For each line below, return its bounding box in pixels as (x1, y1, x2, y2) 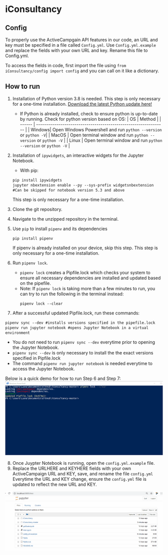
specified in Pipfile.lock (12, 355, 61, 361)
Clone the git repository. (12, 206, 62, 212)
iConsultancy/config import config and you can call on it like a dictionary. (5, 68, 159, 74)
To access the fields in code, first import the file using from (5, 63, 126, 68)
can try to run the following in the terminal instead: (19, 291, 124, 297)
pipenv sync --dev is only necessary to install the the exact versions (12, 349, 153, 355)
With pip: (19, 167, 39, 173)
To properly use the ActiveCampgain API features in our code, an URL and (5, 37, 158, 43)
